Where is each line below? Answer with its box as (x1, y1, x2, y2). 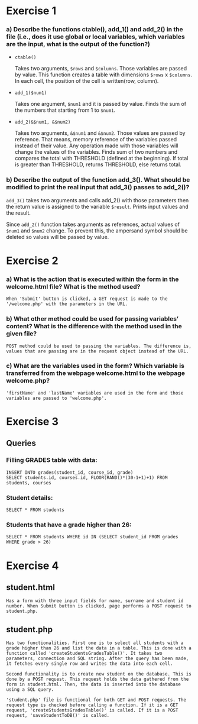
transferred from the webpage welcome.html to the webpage (6, 369, 185, 377)
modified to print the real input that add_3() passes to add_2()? (6, 183, 190, 192)
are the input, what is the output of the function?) (6, 40, 151, 49)
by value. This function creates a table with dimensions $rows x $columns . (14, 71, 192, 78)
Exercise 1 (6, 4, 57, 18)
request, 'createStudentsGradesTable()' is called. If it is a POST (6, 707, 178, 713)
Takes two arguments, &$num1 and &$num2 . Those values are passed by (14, 130, 186, 137)
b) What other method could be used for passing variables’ (6, 315, 179, 323)
